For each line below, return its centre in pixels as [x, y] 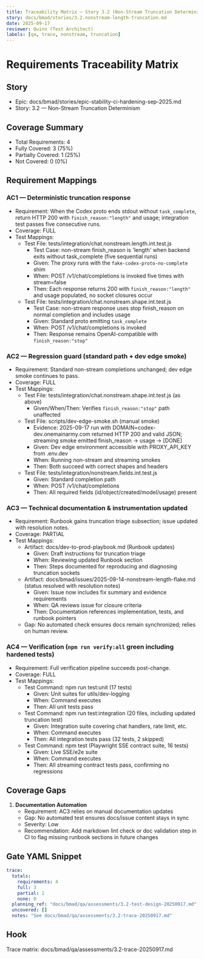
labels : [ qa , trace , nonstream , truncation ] [63, 35]
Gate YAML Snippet [44, 856]
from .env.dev [51, 453]
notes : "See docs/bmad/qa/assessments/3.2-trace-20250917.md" [92, 916]
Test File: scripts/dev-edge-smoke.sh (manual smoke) [92, 421]
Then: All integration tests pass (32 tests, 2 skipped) [99, 739]
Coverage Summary [45, 127]
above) [33, 402]
